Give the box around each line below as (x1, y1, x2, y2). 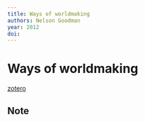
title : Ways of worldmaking (7, 10, 91, 18)
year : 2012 (7, 23, 40, 30)
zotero (7, 84, 26, 93)
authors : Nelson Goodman (7, 17, 81, 24)
